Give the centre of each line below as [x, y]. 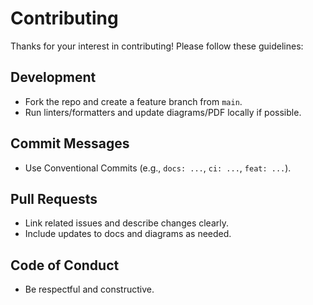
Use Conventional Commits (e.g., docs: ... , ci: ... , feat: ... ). [158, 168]
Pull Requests [54, 198]
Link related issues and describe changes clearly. [127, 223]
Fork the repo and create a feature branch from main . [133, 101]
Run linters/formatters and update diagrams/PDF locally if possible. [163, 112]
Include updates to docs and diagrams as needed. [128, 234]
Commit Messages [70, 143]
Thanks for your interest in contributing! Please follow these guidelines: [157, 46]
